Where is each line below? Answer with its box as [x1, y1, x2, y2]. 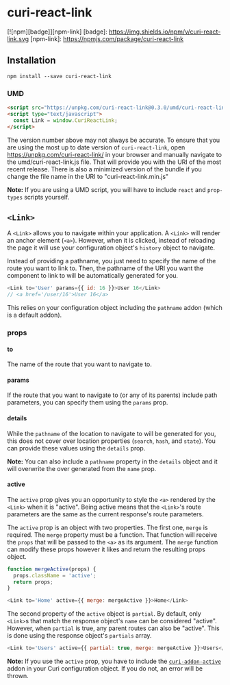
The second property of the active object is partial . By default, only [7, 610, 202, 618]
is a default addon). [7, 311, 62, 320]
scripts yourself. [23, 193, 70, 201]
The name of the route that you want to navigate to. [7, 360, 153, 368]
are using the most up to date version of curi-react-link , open [7, 143, 186, 152]
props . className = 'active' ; [13, 572, 97, 579]
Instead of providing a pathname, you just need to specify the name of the [7, 257, 216, 265]
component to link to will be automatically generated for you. [7, 272, 179, 280]
